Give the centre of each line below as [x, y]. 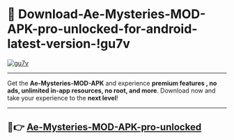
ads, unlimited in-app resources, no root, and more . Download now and [111, 91]
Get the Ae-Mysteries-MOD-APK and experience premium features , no [112, 83]
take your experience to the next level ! [63, 98]
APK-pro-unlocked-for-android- [102, 29]
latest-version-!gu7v [69, 44]
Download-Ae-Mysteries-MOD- [112, 14]
